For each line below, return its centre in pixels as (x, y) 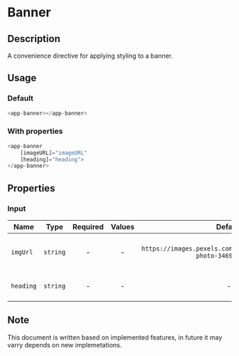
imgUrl (22, 252)
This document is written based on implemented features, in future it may (115, 337)
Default (21, 98)
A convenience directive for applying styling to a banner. (90, 56)
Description (34, 39)
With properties (35, 131)
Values (123, 227)
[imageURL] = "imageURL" (54, 153)
